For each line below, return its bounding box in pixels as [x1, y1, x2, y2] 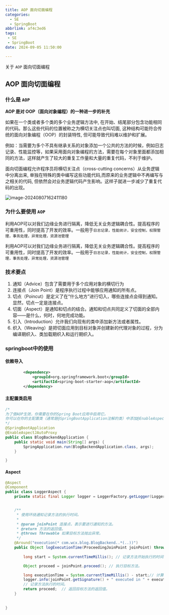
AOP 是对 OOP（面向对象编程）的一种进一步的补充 [5, 109, 110, 115]
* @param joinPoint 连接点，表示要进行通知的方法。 [16, 521, 116, 526]
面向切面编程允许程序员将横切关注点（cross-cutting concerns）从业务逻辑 [5, 166, 160, 172]
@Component [5, 485, 28, 490]
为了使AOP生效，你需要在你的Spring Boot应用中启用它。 [5, 411, 108, 417]
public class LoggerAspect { [5, 489, 66, 495]
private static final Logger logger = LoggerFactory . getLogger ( [14, 494, 152, 499]
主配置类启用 [5, 396, 32, 402]
